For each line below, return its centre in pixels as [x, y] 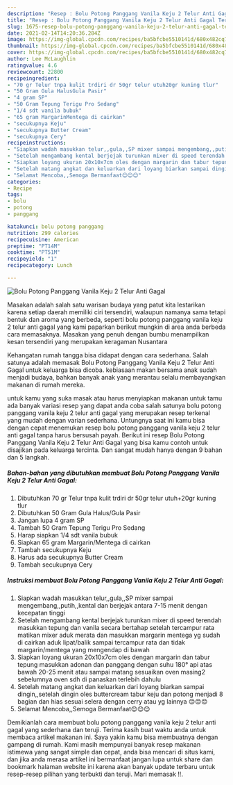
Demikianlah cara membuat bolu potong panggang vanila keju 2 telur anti [112, 722]
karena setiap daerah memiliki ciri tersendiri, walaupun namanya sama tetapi [116, 312]
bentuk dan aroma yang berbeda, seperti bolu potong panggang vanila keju [115, 319]
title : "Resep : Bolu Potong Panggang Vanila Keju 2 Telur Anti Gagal [111, 20]
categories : [24, 181]
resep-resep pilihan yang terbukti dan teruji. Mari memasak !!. [95, 774]
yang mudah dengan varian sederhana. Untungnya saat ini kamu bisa [106, 420]
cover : [17, 53]
